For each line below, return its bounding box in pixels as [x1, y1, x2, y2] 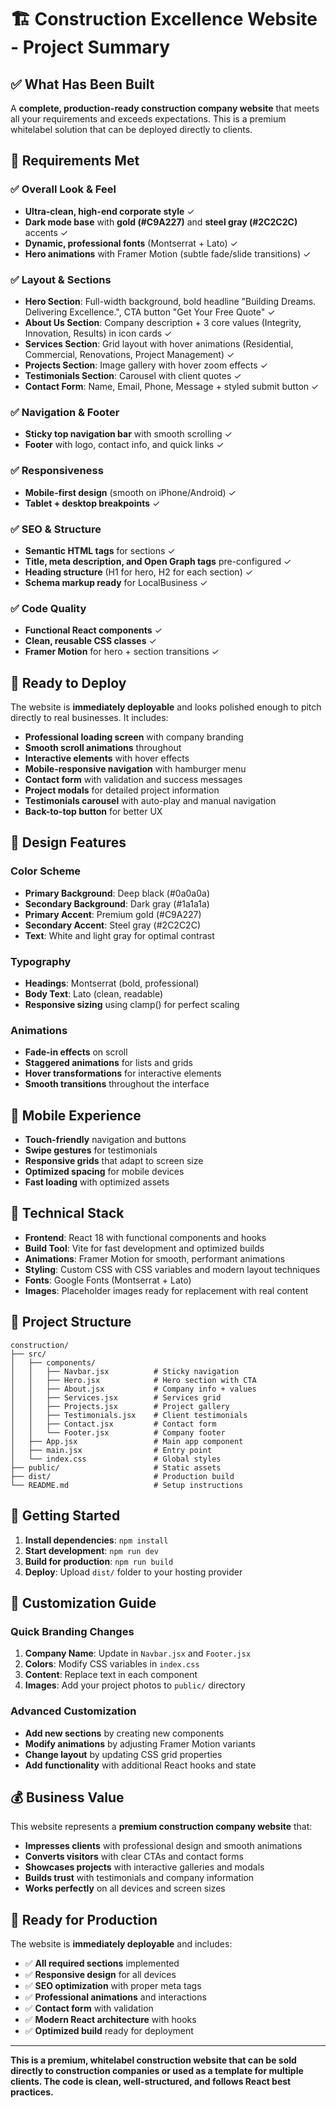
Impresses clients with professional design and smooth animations [24, 1840, 303, 1852]
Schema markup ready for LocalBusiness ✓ [24, 576, 208, 588]
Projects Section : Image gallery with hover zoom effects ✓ [24, 359, 268, 371]
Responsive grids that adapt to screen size [24, 1155, 204, 1167]
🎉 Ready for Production [10, 1911, 158, 1928]
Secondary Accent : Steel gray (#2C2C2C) [24, 919, 201, 931]
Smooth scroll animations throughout [24, 741, 182, 753]
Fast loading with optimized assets [24, 1176, 170, 1188]
